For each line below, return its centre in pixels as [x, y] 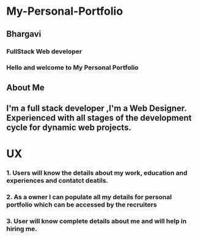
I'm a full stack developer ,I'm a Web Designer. [97, 108]
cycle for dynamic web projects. [69, 128]
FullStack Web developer [44, 51]
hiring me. [22, 229]
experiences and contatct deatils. [57, 181]
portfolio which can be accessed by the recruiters [82, 205]
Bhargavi [24, 34]
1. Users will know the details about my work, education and [97, 173]
